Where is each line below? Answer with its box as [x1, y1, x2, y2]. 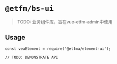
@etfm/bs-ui [5, 4, 54, 13]
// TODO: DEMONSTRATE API [5, 55, 58, 60]
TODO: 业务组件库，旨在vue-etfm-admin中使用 [17, 19, 113, 24]
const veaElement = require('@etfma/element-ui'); [5, 46, 111, 51]
